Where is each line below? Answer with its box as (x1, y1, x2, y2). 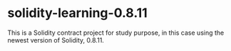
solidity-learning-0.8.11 (7, 5, 148, 21)
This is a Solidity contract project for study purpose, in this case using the (7, 28, 225, 37)
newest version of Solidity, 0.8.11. (7, 35, 105, 44)
